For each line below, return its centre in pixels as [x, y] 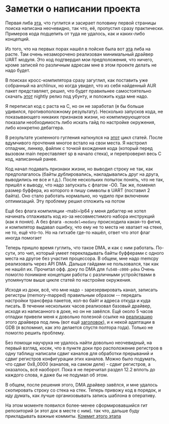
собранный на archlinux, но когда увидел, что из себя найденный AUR [81, 85]
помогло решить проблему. [35, 333]
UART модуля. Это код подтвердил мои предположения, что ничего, [79, 59]
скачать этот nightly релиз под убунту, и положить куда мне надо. [77, 96]
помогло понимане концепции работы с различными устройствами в [80, 275]
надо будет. [18, 70]
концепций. [18, 39]
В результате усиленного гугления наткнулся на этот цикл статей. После [84, 137]
